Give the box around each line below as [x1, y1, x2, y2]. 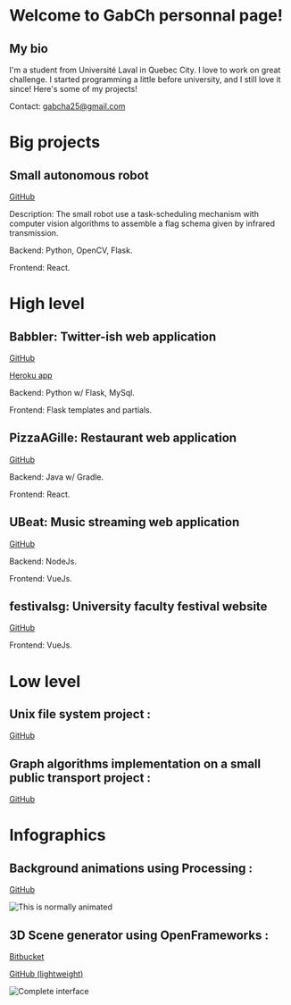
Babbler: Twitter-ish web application [9, 329, 217, 344]
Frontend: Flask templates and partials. [9, 405, 153, 415]
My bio [9, 41, 49, 56]
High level [9, 294, 85, 314]
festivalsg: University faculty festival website [9, 599, 268, 615]
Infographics [9, 825, 106, 845]
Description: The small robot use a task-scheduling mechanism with [9, 209, 259, 219]
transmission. [9, 228, 59, 238]
